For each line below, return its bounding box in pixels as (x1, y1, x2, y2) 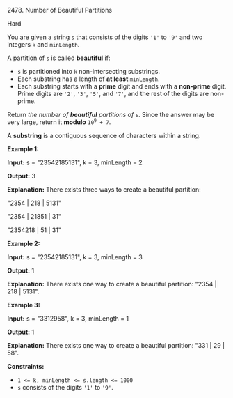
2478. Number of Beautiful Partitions (7, 6, 113, 14)
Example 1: (7, 145, 40, 153)
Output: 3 (7, 172, 36, 180)
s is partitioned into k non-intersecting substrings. (17, 68, 161, 75)
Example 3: (7, 301, 40, 309)
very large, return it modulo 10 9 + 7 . (7, 118, 111, 126)
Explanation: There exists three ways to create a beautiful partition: (7, 185, 201, 194)
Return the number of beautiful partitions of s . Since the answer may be (7, 111, 215, 118)
